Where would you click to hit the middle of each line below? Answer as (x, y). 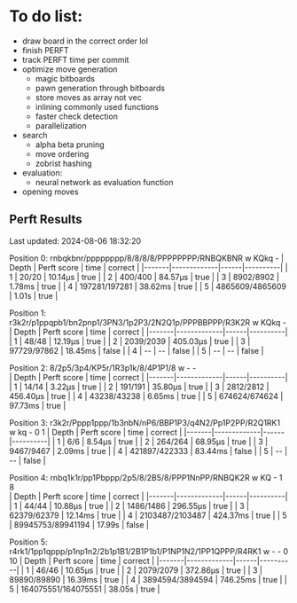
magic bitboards (65, 78)
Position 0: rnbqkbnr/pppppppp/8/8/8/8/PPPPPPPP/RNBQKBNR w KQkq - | (147, 258)
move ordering (62, 153)
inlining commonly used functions (97, 106)
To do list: (46, 16)
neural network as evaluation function (104, 182)
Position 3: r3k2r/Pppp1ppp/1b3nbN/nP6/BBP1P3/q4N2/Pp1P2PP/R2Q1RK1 (145, 422)
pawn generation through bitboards (100, 88)
